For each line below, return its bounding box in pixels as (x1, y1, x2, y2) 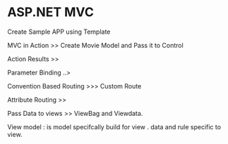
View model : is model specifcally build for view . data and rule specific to (7, 122, 221, 131)
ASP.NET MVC (7, 4, 94, 20)
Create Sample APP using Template (7, 27, 111, 36)
